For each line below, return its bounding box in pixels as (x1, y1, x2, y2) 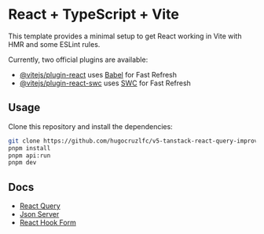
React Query (19, 201, 60, 211)
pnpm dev (8, 159, 37, 167)
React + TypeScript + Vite (8, 5, 179, 23)
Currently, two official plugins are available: (8, 55, 148, 64)
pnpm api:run (8, 151, 51, 160)
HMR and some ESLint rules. (8, 39, 101, 49)
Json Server (19, 210, 60, 219)
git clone (8, 137, 41, 145)
